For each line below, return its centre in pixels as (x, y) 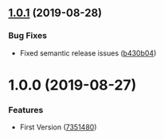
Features (26, 110)
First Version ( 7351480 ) (58, 127)
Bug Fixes (28, 36)
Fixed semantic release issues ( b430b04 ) (88, 53)
